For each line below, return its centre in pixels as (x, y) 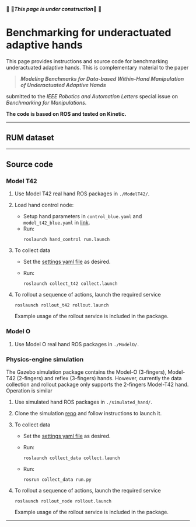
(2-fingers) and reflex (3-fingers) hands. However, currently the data (99, 378)
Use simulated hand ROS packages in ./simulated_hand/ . (83, 402)
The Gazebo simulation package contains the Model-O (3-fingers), (86, 372)
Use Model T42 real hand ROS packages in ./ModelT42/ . (82, 194)
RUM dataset (30, 138)
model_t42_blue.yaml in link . (57, 223)
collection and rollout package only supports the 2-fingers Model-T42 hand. (97, 385)
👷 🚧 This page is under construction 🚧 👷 (54, 9)
